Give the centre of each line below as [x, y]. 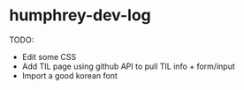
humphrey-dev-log [80, 15]
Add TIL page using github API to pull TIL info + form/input [129, 66]
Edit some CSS [49, 56]
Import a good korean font [69, 75]
